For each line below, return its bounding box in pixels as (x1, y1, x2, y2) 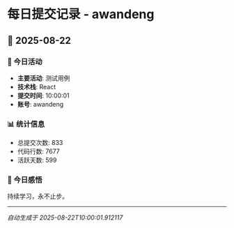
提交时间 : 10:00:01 (17, 91, 70, 100)
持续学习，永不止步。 (7, 192, 68, 201)
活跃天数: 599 (17, 156, 57, 165)
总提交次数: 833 (17, 139, 63, 147)
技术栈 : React (17, 82, 56, 91)
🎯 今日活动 (7, 56, 43, 66)
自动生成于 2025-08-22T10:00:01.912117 (7, 213, 123, 222)
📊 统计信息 (7, 119, 45, 129)
